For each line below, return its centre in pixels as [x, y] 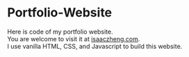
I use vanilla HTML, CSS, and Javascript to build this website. [95, 46]
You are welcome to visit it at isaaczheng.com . [74, 38]
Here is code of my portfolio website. [60, 32]
